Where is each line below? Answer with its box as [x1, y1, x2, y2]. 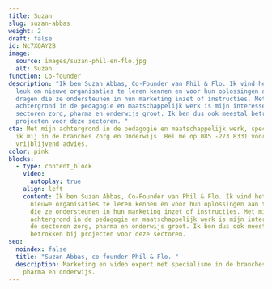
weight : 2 [8, 27, 42, 35]
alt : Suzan [15, 65, 53, 73]
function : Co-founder [8, 72, 82, 80]
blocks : [8, 155, 35, 163]
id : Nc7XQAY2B [8, 42, 57, 50]
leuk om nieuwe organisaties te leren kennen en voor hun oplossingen [15, 87, 259, 96]
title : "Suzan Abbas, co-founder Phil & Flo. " [15, 253, 180, 261]
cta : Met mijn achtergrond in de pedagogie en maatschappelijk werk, [8, 125, 249, 133]
